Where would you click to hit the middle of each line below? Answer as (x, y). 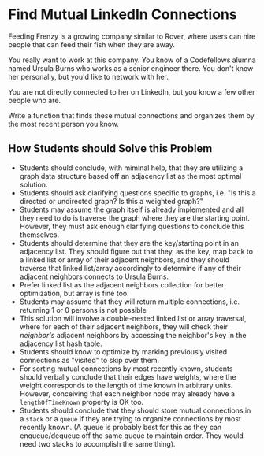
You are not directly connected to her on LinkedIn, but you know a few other (132, 91)
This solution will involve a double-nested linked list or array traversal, (133, 318)
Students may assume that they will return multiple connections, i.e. (130, 302)
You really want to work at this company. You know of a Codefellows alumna (132, 60)
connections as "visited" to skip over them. (89, 360)
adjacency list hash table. (61, 343)
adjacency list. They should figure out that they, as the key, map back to (136, 251)
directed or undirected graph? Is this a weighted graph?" (111, 201)
